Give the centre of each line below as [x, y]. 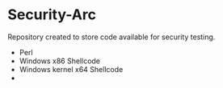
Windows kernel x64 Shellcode [71, 69]
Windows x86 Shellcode [60, 61]
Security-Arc [52, 15]
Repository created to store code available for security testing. [111, 37]
